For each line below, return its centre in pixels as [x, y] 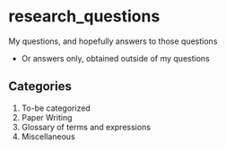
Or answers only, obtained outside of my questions [115, 58]
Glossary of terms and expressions [86, 127]
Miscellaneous [48, 137]
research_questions [84, 17]
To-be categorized [56, 108]
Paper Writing [47, 117]
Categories [40, 87]
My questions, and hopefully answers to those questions [113, 41]
